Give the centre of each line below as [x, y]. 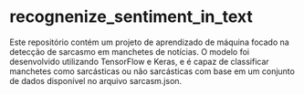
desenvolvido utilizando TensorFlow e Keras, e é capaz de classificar [139, 61]
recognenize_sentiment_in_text [131, 17]
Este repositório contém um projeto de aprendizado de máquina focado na [149, 42]
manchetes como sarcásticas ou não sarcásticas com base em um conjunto [152, 71]
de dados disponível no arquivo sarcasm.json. [96, 80]
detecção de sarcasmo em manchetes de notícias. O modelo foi [129, 51]
